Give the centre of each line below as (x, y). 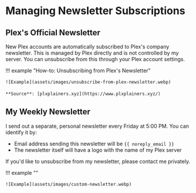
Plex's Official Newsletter (53, 33)
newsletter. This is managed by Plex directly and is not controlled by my (92, 53)
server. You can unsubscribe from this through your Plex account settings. (95, 59)
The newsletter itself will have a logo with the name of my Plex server (98, 150)
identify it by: (21, 132)
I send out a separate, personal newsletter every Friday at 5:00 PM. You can (97, 126)
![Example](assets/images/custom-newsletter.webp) (69, 184)
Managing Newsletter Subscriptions (95, 11)
